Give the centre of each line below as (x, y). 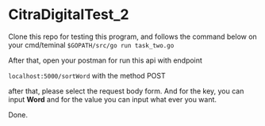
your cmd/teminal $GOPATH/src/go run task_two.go (91, 44)
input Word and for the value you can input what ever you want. (112, 99)
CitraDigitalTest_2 (69, 15)
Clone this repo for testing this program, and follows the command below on (133, 36)
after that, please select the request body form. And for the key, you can (126, 91)
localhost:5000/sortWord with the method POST (87, 75)
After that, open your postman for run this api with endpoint (105, 60)
